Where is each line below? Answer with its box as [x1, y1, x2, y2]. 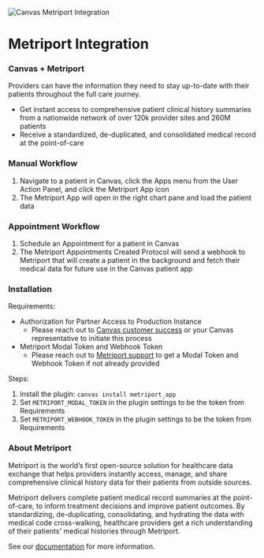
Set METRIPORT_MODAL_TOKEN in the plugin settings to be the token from [19, 398, 244, 407]
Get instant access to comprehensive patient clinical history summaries [19, 105, 252, 114]
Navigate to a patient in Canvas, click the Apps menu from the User [19, 176, 239, 185]
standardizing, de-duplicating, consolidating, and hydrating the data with [8, 509, 244, 519]
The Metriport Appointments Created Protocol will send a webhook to [19, 247, 246, 257]
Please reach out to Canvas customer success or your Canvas [31, 325, 234, 335]
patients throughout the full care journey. [8, 89, 141, 99]
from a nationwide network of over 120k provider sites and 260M [19, 113, 231, 122]
